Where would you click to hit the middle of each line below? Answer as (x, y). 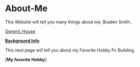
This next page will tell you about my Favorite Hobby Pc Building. (70, 50)
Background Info (22, 41)
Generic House (20, 31)
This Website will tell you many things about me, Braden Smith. (68, 22)
